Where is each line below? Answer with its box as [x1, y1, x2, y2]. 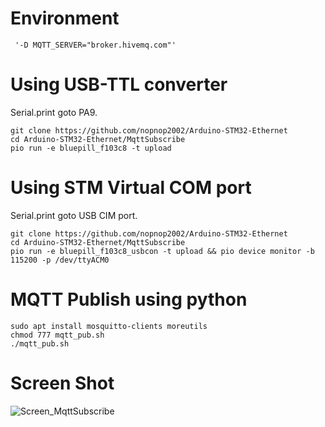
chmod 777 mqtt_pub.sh [10, 330, 105, 340]
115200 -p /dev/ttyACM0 [10, 255, 110, 265]
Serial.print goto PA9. [10, 106, 98, 118]
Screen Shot [10, 372, 115, 394]
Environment [10, 7, 120, 30]
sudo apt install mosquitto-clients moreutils [10, 321, 208, 331]
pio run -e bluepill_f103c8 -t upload [10, 143, 172, 153]
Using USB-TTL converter [10, 73, 228, 96]
